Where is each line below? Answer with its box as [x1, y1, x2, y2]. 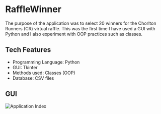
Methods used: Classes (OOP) [12, 70, 75, 76]
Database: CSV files [12, 75, 54, 81]
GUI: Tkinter [12, 64, 38, 70]
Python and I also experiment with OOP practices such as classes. [5, 31, 142, 37]
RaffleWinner [5, 4, 62, 15]
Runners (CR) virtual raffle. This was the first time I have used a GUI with [5, 25, 155, 31]
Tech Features [5, 45, 51, 54]
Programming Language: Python [12, 59, 80, 65]
